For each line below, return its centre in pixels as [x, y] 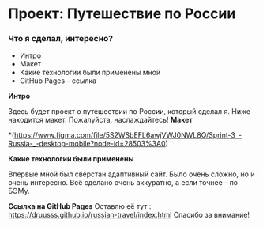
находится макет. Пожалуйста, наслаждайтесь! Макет [101, 120]
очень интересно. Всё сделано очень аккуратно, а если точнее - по [123, 183]
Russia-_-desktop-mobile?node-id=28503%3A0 [87, 144]
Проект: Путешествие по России [122, 14]
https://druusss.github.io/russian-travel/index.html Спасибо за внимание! [129, 215]
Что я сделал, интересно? [61, 39]
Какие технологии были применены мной [90, 73]
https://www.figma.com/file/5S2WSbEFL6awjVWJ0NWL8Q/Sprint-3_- [128, 135]
